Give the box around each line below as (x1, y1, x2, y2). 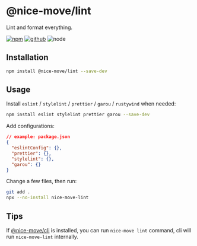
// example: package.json (6, 134, 70, 140)
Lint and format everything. (6, 24, 73, 31)
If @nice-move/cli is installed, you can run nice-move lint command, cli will (6, 227, 192, 234)
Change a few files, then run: (6, 178, 77, 185)
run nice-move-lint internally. (6, 233, 78, 240)
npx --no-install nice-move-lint (6, 194, 89, 201)
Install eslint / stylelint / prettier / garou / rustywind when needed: (6, 100, 176, 107)
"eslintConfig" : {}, (11, 145, 62, 151)
